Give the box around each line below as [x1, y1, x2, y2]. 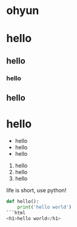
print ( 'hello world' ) [17, 204, 72, 210]
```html [6, 209, 26, 216]
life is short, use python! [6, 187, 67, 194]
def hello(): [6, 198, 39, 204]
